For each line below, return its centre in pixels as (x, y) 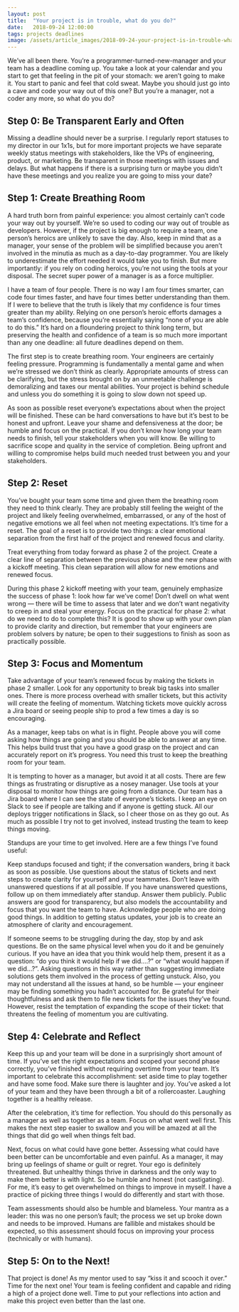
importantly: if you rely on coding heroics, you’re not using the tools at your (118, 268)
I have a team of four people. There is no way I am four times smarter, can (116, 290)
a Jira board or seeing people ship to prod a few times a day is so (103, 711)
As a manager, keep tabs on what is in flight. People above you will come (114, 732)
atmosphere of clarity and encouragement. (70, 925)
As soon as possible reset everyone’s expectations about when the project (116, 408)
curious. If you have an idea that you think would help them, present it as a (116, 953)
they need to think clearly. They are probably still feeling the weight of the (116, 508)
